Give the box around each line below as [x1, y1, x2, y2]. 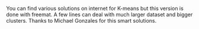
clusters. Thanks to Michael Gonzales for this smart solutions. [6, 17, 157, 24]
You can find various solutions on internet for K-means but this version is [6, 5, 184, 12]
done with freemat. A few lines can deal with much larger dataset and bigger [6, 11, 193, 18]
